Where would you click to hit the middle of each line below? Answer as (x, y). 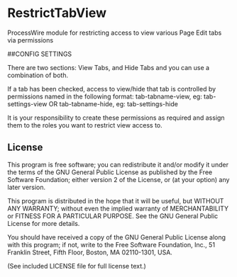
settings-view (27, 103)
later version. (27, 187)
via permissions (31, 40)
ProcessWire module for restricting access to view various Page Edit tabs (115, 33)
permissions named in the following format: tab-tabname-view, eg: (105, 96)
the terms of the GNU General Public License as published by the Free (110, 172)
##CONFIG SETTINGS (40, 54)
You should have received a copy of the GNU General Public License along (116, 237)
